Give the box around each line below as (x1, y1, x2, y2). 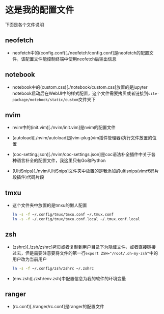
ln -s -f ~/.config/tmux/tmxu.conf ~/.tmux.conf (12, 212, 114, 217)
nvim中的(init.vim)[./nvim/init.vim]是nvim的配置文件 (12, 125, 116, 131)
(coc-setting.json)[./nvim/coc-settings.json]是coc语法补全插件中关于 (12, 152, 152, 157)
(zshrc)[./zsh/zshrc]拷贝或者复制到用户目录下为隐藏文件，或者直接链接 (12, 244, 156, 250)
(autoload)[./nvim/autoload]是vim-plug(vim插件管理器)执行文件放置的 (12, 135, 153, 141)
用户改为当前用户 (12, 256, 47, 262)
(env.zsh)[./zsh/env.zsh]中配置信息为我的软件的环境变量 (12, 275, 126, 281)
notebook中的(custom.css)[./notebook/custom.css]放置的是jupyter (12, 84, 148, 90)
